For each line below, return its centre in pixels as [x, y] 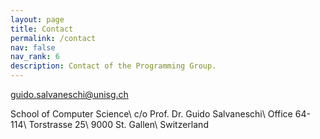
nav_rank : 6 [35, 57]
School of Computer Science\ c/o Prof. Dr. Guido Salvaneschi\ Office [151, 114]
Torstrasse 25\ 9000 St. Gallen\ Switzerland [118, 124]
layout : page [37, 19]
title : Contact [42, 29]
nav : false [33, 47]
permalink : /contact [53, 38]
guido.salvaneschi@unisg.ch [69, 94]
